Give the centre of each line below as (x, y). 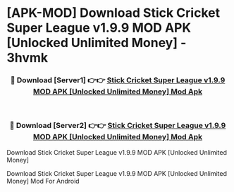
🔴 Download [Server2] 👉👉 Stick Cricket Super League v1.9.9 (118, 126)
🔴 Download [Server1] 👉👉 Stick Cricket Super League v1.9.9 (118, 80)
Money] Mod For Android (43, 181)
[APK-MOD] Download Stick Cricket (113, 13)
